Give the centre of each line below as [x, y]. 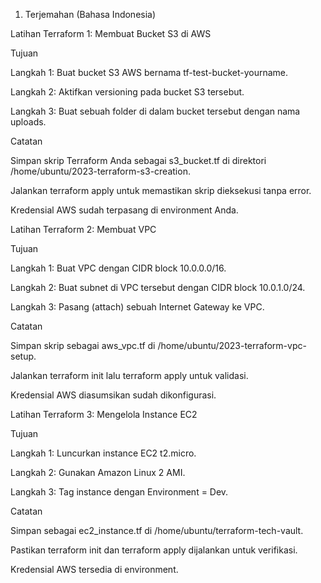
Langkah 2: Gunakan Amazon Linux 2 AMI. [98, 472]
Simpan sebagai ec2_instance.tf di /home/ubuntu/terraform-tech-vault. [157, 530]
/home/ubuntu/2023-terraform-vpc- [232, 345]
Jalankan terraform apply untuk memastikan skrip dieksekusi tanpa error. [161, 190]
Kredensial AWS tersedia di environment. [94, 569]
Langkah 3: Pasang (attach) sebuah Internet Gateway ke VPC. [137, 307]
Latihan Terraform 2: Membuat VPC [83, 229]
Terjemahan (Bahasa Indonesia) [90, 14]
